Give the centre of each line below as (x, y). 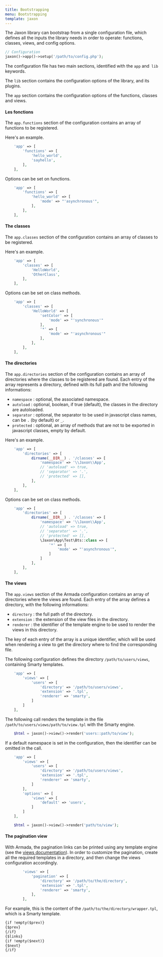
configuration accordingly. (31, 863)
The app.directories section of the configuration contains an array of (75, 374)
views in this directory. (35, 630)
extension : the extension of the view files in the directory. (70, 619)
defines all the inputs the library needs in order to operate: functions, (74, 38)
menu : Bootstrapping (26, 14)
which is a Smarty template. (33, 914)
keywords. (15, 71)
